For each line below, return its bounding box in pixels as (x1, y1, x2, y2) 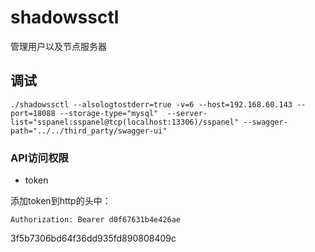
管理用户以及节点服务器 (10, 40, 107, 52)
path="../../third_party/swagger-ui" (10, 126, 168, 136)
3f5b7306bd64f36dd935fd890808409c (10, 232, 177, 245)
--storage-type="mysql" (59, 108, 159, 118)
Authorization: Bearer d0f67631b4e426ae (10, 215, 182, 225)
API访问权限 (10, 151, 69, 165)
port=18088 (10, 108, 56, 118)
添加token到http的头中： (10, 195, 112, 207)
